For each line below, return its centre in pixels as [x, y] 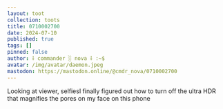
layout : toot [26, 13]
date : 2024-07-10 [32, 33]
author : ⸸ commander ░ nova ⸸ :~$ [56, 59]
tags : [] [20, 46]
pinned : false [28, 52]
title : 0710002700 [33, 26]
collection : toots [33, 20]
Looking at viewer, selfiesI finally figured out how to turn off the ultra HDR [111, 91]
